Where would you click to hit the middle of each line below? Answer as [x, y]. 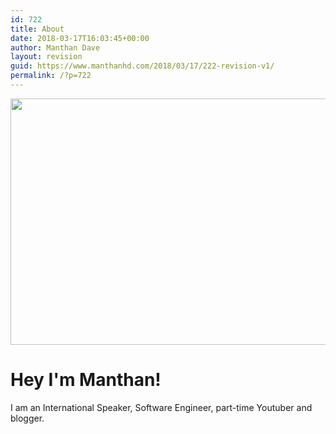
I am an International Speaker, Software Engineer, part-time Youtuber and [161, 407]
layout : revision [46, 57]
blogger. [27, 418]
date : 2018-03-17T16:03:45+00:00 [80, 38]
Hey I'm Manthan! [86, 380]
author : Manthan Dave [55, 47]
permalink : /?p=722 [51, 76]
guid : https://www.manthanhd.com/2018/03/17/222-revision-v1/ [142, 66]
